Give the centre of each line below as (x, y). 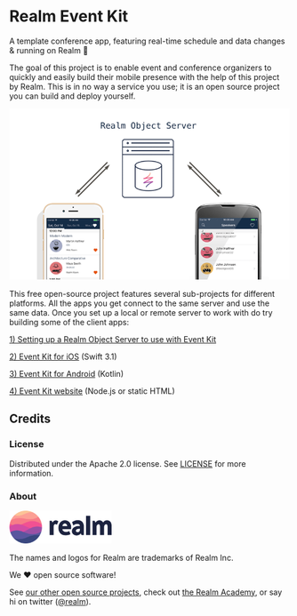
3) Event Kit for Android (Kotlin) (67, 374)
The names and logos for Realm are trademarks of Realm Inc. (121, 557)
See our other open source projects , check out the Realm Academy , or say (146, 592)
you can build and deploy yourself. (72, 96)
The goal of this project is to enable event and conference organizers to (140, 68)
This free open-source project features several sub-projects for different (142, 294)
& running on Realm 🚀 (49, 50)
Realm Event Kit (69, 16)
